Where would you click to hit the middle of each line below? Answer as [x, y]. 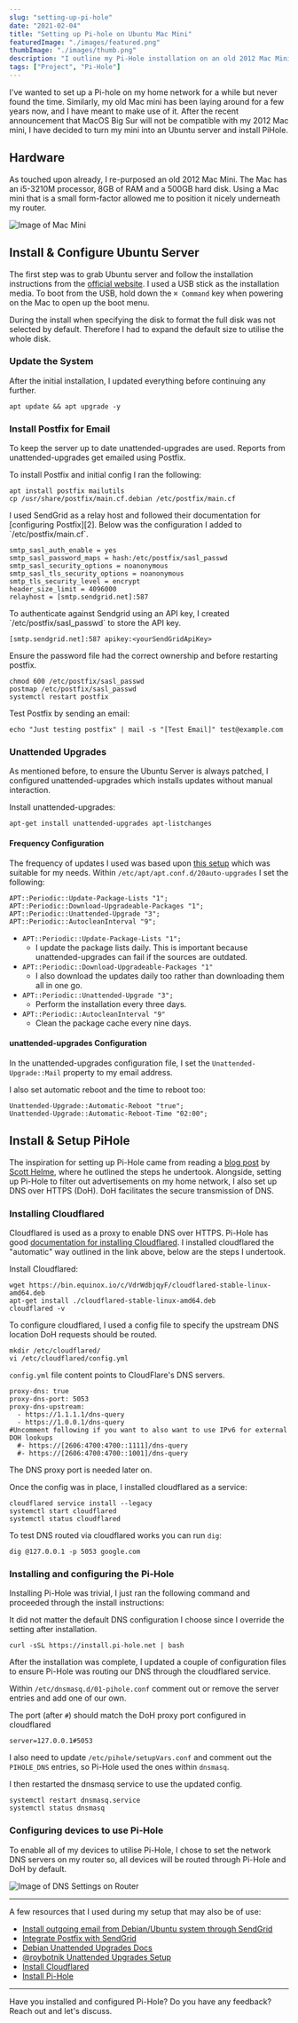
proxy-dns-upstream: [47, 1407]
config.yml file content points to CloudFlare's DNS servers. [117, 1375]
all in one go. [59, 985]
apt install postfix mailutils [67, 491]
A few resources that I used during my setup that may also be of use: [135, 1911]
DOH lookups [31, 1438]
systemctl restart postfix [59, 697]
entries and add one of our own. [68, 1698]
